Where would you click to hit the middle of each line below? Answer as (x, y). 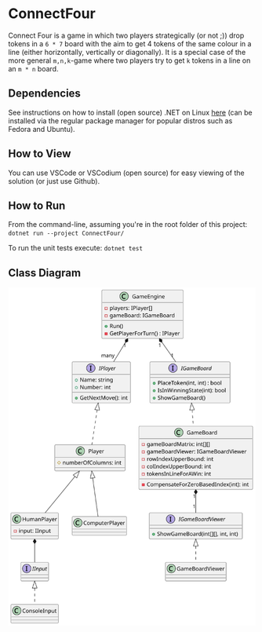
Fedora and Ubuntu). (42, 129)
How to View (40, 154)
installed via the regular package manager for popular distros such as (120, 121)
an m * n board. (33, 68)
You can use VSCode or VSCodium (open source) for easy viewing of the (126, 173)
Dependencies (44, 94)
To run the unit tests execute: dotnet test (76, 248)
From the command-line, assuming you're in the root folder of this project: (128, 225)
